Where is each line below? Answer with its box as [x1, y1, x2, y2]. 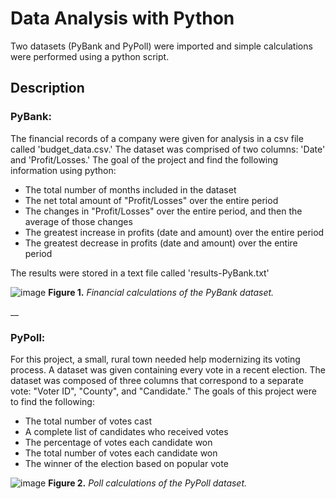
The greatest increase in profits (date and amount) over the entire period [24, 226, 325, 238]
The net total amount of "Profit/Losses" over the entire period [24, 194, 279, 206]
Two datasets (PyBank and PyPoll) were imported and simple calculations [10, 40, 313, 52]
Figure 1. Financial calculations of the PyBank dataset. [48, 286, 275, 298]
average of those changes [24, 215, 133, 227]
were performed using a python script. [10, 50, 170, 62]
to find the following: [10, 395, 95, 407]
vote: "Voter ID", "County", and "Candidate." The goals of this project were [10, 385, 317, 397]
